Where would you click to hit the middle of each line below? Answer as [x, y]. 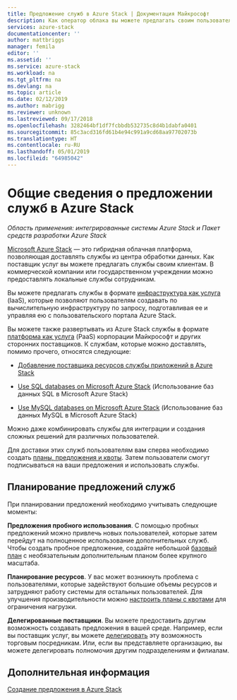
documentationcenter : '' [44, 34]
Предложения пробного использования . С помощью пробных [103, 525]
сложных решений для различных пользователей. [83, 436]
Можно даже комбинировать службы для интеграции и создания [106, 429]
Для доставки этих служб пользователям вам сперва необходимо [108, 450]
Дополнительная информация [79, 673]
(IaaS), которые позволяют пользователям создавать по [92, 300]
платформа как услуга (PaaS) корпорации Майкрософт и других [104, 336]
